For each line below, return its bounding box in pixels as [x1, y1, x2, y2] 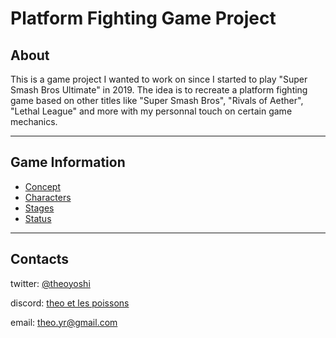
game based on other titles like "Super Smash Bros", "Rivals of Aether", [10, 95, 304, 106]
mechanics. [10, 116, 58, 127]
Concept [24, 180, 62, 192]
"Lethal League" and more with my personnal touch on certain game [10, 105, 293, 117]
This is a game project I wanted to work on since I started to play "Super [10, 73, 308, 85]
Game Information [10, 154, 126, 171]
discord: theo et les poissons [10, 297, 130, 309]
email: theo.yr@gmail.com [10, 316, 118, 328]
